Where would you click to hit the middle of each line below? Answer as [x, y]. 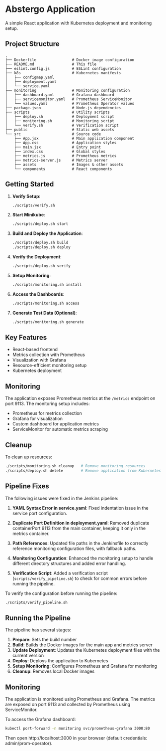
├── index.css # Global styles [60, 151]
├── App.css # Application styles [65, 143]
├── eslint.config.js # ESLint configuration [63, 68]
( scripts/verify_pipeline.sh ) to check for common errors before [80, 578]
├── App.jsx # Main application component [74, 138]
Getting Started [30, 184]
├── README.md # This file [51, 64]
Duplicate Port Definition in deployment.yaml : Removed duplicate [81, 523]
